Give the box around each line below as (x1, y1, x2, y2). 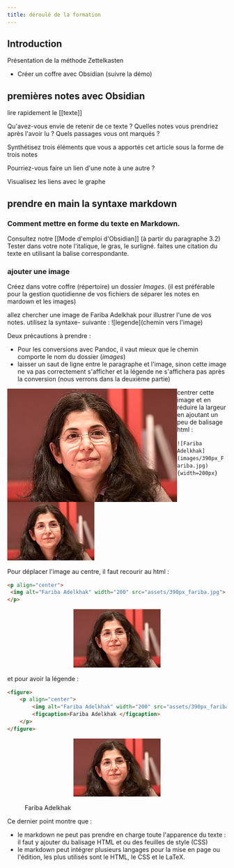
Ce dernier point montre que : (7, 817, 93, 825)
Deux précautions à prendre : (7, 332, 91, 340)
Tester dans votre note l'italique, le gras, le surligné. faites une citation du (7, 241, 218, 250)
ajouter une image (7, 266, 70, 276)
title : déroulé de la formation (7, 11, 101, 18)
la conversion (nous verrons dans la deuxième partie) (17, 375, 171, 383)
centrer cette (177, 388, 214, 397)
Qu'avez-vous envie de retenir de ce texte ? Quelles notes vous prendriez (7, 122, 219, 130)
